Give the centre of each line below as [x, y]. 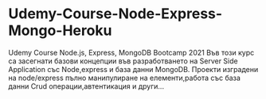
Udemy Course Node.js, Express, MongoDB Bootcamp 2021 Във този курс [131, 52]
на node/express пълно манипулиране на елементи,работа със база [125, 78]
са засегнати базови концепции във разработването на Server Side [123, 61]
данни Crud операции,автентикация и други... [86, 86]
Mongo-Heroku [60, 30]
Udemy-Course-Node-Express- [115, 14]
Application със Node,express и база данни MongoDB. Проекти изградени [133, 69]
